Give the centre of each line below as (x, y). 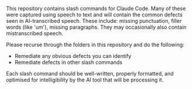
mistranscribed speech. (35, 33)
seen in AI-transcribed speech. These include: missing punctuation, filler (94, 21)
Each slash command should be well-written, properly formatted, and (90, 73)
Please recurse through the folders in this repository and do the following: (95, 44)
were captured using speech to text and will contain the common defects (95, 15)
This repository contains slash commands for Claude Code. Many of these (96, 8)
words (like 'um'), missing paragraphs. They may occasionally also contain (96, 27)
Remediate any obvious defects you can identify (73, 56)
